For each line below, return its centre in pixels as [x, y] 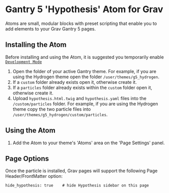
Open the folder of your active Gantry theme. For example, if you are [84, 71]
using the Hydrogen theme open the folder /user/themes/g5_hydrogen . [86, 77]
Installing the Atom [36, 45]
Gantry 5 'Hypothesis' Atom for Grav [84, 9]
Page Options [27, 158]
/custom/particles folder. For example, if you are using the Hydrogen [85, 104]
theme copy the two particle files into [52, 109]
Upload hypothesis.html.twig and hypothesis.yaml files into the [79, 98]
